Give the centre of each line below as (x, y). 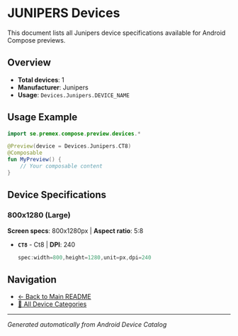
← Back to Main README (54, 297)
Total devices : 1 (41, 80)
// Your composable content (61, 166)
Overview (29, 63)
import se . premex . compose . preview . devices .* (74, 134)
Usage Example (42, 118)
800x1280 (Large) (39, 215)
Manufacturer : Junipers (53, 87)
